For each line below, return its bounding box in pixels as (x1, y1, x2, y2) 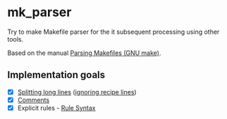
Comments (17, 96, 50, 104)
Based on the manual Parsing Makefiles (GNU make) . (7, 49, 161, 57)
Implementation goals (7, 69, 106, 81)
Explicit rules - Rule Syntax (17, 104, 96, 112)
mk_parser (7, 4, 72, 20)
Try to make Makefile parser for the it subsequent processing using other (7, 27, 220, 36)
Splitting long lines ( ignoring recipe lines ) (17, 87, 137, 96)
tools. (7, 35, 24, 43)
